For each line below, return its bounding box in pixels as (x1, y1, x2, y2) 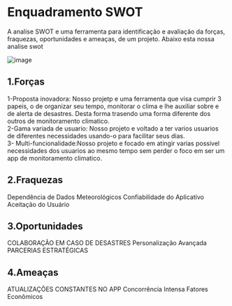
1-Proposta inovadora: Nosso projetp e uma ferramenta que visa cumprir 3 (7, 94, 222, 103)
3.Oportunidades (7, 220, 83, 232)
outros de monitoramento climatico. (7, 117, 110, 125)
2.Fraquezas (7, 174, 63, 186)
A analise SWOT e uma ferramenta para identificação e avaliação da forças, (7, 27, 226, 36)
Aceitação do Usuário (7, 200, 70, 208)
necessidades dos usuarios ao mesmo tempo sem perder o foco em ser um (7, 146, 225, 154)
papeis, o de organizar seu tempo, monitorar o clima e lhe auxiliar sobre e (7, 102, 219, 110)
